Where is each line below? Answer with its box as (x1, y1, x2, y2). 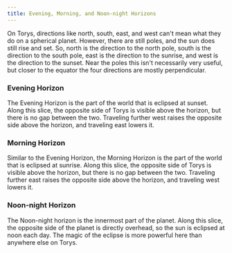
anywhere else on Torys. (7, 238, 78, 246)
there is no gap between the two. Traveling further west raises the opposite (7, 113, 222, 122)
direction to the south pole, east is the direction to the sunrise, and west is (7, 51, 218, 59)
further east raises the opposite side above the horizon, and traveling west (7, 176, 220, 184)
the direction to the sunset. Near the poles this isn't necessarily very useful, (7, 58, 223, 66)
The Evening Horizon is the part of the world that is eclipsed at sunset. (7, 98, 208, 107)
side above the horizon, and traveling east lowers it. (7, 120, 154, 129)
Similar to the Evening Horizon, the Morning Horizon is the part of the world (7, 153, 223, 162)
